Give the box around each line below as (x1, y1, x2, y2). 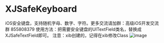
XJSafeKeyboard (5, 3, 77, 15)
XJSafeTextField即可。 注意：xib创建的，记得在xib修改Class (5, 32, 128, 38)
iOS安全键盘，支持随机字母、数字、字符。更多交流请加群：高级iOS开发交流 (5, 20, 159, 26)
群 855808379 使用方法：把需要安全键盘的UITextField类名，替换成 (5, 26, 142, 32)
